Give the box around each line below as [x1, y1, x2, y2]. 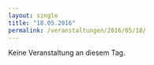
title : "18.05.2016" [8, 19, 77, 27]
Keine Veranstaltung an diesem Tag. [8, 48, 126, 58]
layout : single [8, 11, 58, 20]
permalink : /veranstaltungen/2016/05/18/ [8, 26, 147, 34]
